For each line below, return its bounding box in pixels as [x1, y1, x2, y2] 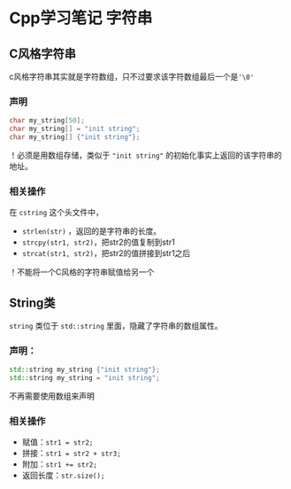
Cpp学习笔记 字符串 [9, 8, 153, 28]
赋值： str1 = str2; [21, 437, 94, 447]
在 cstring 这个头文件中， [9, 207, 103, 218]
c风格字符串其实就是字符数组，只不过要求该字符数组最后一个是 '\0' [9, 72, 255, 81]
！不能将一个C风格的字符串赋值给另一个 [9, 267, 155, 277]
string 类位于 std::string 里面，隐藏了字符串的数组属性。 [9, 321, 223, 331]
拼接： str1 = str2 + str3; [21, 448, 121, 459]
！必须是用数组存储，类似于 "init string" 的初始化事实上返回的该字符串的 [9, 150, 282, 160]
